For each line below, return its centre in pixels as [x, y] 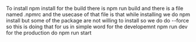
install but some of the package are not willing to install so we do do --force [98, 20]
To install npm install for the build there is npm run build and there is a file [95, 8]
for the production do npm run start [49, 33]
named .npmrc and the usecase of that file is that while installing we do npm [98, 14]
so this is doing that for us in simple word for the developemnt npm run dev [97, 26]
